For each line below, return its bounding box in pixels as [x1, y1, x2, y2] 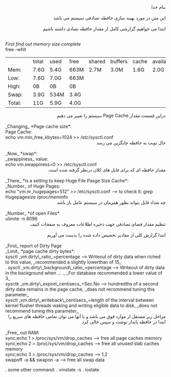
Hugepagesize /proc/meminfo [5, 194, 68, 200]
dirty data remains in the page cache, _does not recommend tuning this [5, 286, 155, 292]
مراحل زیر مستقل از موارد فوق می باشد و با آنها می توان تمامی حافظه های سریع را [8, 313, 166, 319]
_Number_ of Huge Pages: [5, 183, 61, 189]
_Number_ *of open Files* [5, 210, 60, 216]
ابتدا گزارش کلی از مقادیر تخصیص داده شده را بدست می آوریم [47, 232, 166, 238]
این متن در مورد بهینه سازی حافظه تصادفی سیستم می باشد [53, 15, 166, 21]
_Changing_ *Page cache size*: [5, 124, 72, 129]
